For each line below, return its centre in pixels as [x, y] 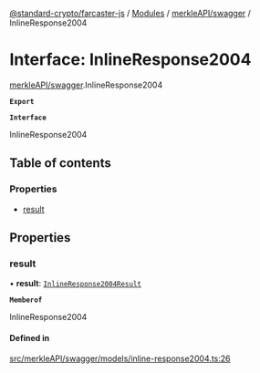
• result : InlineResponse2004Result [75, 284]
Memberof [26, 300]
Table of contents [60, 163]
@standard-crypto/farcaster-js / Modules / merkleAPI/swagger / [130, 13]
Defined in [30, 337]
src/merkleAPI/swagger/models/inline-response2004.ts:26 [120, 358]
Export [22, 101]
